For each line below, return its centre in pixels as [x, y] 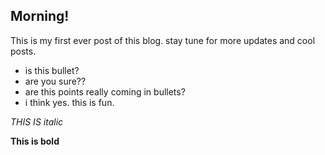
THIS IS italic [37, 121]
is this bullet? [52, 70]
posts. [23, 51]
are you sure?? [55, 81]
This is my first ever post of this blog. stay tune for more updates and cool [163, 40]
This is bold [35, 141]
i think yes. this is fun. [69, 102]
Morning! [40, 16]
